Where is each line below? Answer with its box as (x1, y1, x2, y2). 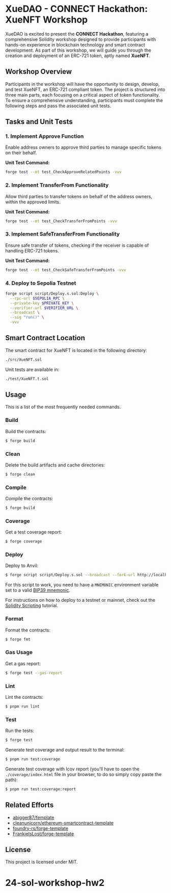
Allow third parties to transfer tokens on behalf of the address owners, (5, 193, 153, 199)
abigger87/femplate (12, 814, 54, 820)
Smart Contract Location (5, 334, 85, 342)
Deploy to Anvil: (5, 562, 39, 569)
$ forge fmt (5, 637, 31, 642)
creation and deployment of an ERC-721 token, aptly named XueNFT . (5, 52, 151, 59)
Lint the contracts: (5, 694, 44, 700)
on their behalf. (5, 150, 37, 156)
